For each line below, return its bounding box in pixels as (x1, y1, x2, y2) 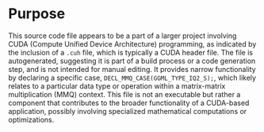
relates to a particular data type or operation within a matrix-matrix (8, 81, 226, 91)
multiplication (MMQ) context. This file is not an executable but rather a (8, 89, 241, 99)
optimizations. (8, 115, 55, 124)
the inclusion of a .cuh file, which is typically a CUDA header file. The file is (8, 47, 254, 57)
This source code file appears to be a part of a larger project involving (8, 31, 237, 40)
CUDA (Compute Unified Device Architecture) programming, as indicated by (8, 39, 257, 48)
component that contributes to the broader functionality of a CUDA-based (8, 98, 250, 107)
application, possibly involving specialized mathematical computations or (8, 106, 247, 115)
